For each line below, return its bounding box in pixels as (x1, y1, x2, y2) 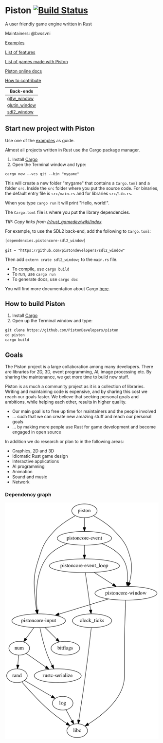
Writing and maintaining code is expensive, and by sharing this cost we (5, 389, 147, 394)
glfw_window (7, 95, 34, 101)
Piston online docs (5, 68, 42, 74)
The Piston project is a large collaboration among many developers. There (5, 364, 153, 370)
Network (12, 479, 30, 485)
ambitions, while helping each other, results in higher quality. (5, 399, 127, 405)
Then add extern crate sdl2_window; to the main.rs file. (5, 256, 118, 262)
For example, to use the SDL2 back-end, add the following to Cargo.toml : (5, 228, 151, 234)
